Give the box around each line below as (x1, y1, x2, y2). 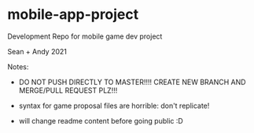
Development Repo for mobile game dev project (7, 31, 163, 41)
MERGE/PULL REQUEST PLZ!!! (18, 85, 118, 95)
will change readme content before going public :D (18, 116, 184, 125)
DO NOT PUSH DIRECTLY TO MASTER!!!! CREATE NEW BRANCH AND (18, 77, 246, 87)
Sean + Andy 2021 (7, 46, 68, 56)
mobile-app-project (7, 6, 139, 24)
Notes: (7, 61, 29, 72)
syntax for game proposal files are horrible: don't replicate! (18, 101, 210, 110)
